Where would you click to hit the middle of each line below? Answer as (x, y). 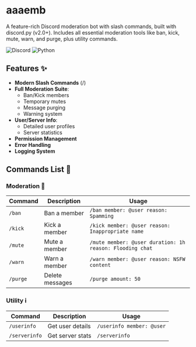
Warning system (43, 114)
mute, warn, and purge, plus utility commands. (62, 39)
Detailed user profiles (49, 126)
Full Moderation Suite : (42, 89)
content (100, 265)
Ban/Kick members (46, 95)
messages (58, 283)
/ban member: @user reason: (129, 210)
